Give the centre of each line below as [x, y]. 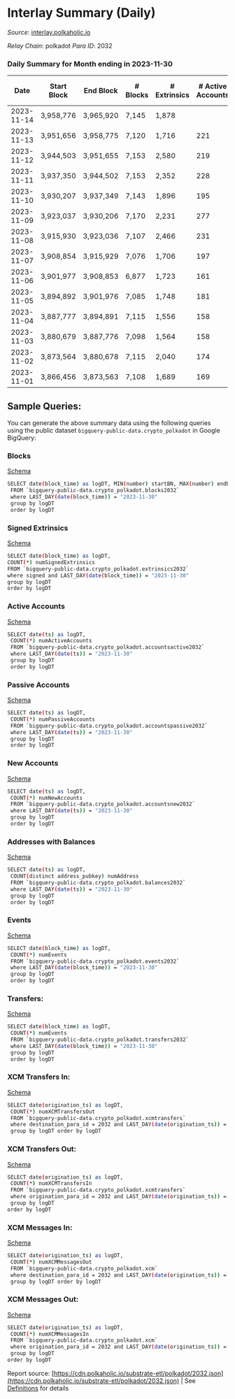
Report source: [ [31, 1373]
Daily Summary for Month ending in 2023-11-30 [90, 64]
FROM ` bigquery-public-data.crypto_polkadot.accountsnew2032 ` [103, 804]
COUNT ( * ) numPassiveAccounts [53, 719]
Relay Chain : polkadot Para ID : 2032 [60, 45]
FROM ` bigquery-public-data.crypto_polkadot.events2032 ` [95, 961]
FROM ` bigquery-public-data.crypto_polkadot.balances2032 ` [98, 882]
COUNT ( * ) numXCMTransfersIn [51, 1184]
